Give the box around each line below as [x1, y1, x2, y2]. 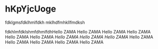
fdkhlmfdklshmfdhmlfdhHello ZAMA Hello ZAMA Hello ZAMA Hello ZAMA [5, 29, 151, 34]
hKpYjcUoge [5, 3, 57, 15]
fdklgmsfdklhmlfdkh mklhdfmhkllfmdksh [5, 19, 85, 25]
